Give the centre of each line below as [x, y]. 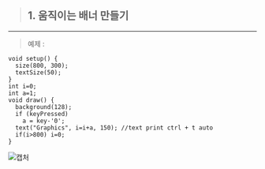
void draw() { [32, 100]
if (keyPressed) [42, 114]
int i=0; [22, 86]
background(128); [44, 107]
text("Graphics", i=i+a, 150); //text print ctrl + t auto [114, 128]
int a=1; [22, 93]
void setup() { [33, 58]
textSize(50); [38, 72]
